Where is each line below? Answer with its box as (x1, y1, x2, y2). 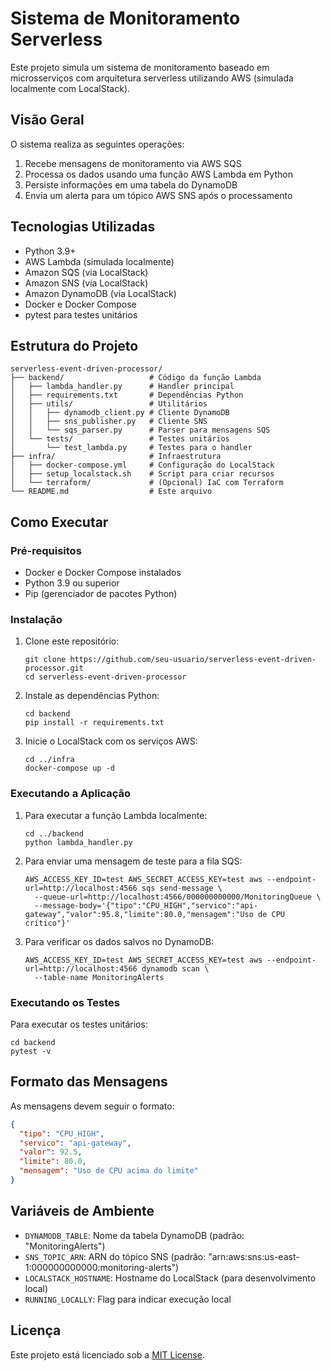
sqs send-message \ (141, 883, 223, 893)
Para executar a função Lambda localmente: (24, 809, 208, 821)
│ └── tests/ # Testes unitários (10, 434, 230, 444)
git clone (24, 655, 67, 665)
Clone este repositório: (24, 635, 120, 647)
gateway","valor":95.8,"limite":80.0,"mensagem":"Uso (24, 909, 254, 919)
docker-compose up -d (24, 763, 115, 774)
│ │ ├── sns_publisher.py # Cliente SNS (10, 417, 208, 427)
